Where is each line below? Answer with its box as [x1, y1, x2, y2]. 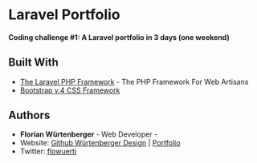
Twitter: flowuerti [19, 146, 77, 157]
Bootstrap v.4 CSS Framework [19, 85, 120, 95]
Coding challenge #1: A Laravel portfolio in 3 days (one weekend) [8, 32, 230, 42]
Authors [8, 108, 51, 121]
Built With [8, 56, 59, 70]
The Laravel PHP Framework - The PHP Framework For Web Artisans [19, 77, 249, 86]
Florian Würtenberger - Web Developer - [19, 129, 158, 139]
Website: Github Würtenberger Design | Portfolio [19, 138, 181, 148]
